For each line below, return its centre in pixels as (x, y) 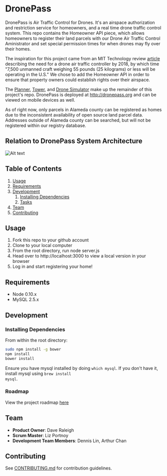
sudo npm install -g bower (33, 349)
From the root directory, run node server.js (56, 251)
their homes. (18, 49)
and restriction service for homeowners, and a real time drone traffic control (83, 27)
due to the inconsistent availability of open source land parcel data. (74, 115)
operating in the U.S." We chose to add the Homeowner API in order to (77, 74)
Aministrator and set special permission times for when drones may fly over (83, 43)
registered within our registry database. (46, 125)
